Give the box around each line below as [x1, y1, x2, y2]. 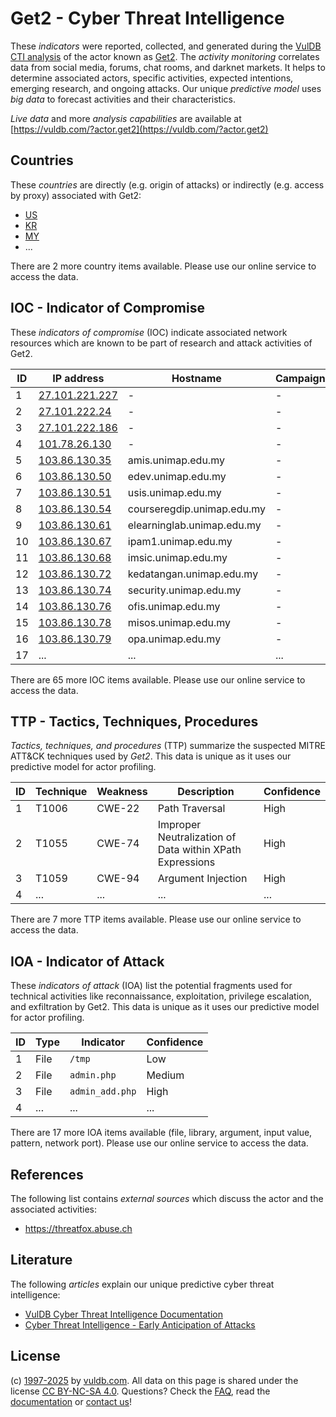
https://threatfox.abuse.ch [24, 1223, 133, 1234]
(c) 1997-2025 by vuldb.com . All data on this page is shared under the [10, 1374, 299, 1386]
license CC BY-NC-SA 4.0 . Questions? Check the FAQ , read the [10, 1385, 271, 1397]
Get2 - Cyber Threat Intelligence [10, 7, 285, 30]
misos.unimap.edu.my [127, 615, 231, 629]
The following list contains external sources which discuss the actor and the [10, 1193, 324, 1204]
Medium [146, 1068, 185, 1082]
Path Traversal [157, 802, 226, 816]
